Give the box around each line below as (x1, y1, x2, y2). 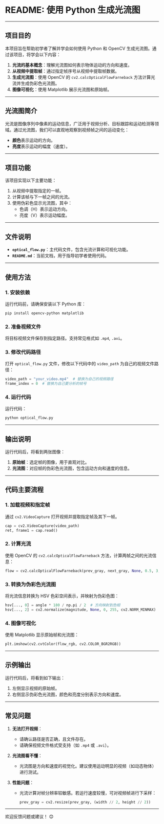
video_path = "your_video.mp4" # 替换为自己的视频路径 (5, 377, 114, 382)
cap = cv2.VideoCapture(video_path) (5, 523, 80, 528)
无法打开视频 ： (12, 726, 42, 731)
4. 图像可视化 (5, 620, 37, 627)
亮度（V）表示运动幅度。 (19, 212, 70, 218)
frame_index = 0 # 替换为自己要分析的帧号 (5, 381, 87, 386)
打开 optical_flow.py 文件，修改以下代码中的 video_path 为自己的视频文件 (5, 361, 155, 367)
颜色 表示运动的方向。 (12, 137, 55, 143)
